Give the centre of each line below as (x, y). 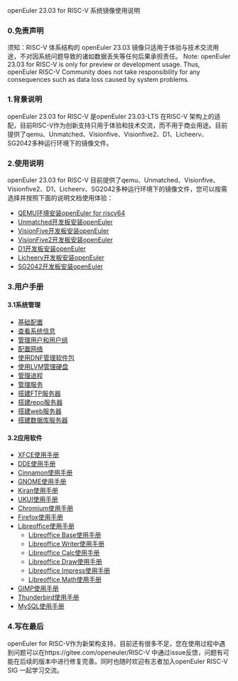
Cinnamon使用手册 (45, 473)
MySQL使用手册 (41, 606)
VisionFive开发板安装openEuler (63, 231)
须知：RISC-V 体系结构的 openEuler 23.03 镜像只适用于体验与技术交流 (110, 48)
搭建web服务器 (39, 411)
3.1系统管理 (24, 305)
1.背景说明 (25, 100)
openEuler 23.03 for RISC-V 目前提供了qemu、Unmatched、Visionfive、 (113, 180)
